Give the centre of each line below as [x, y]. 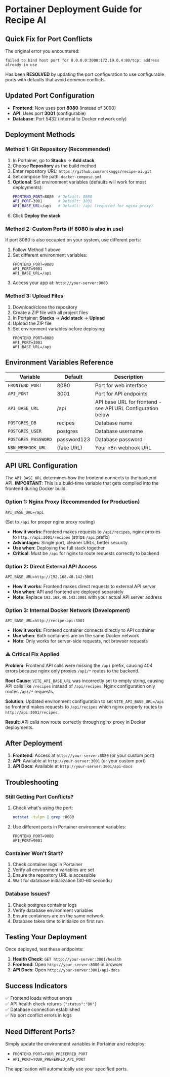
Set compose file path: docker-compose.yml [57, 176]
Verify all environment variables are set [53, 870]
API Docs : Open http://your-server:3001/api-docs [66, 970]
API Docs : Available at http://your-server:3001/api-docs [72, 766]
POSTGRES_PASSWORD [30, 439]
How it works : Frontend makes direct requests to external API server [84, 586]
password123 [74, 439]
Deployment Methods [40, 135]
